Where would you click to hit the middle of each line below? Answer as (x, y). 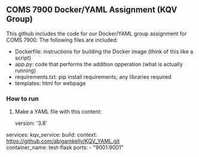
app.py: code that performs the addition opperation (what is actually (99, 64)
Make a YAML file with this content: (58, 112)
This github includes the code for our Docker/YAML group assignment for (97, 33)
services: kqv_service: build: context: (52, 135)
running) (25, 70)
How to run (22, 98)
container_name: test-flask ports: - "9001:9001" (65, 147)
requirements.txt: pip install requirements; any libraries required (93, 76)
